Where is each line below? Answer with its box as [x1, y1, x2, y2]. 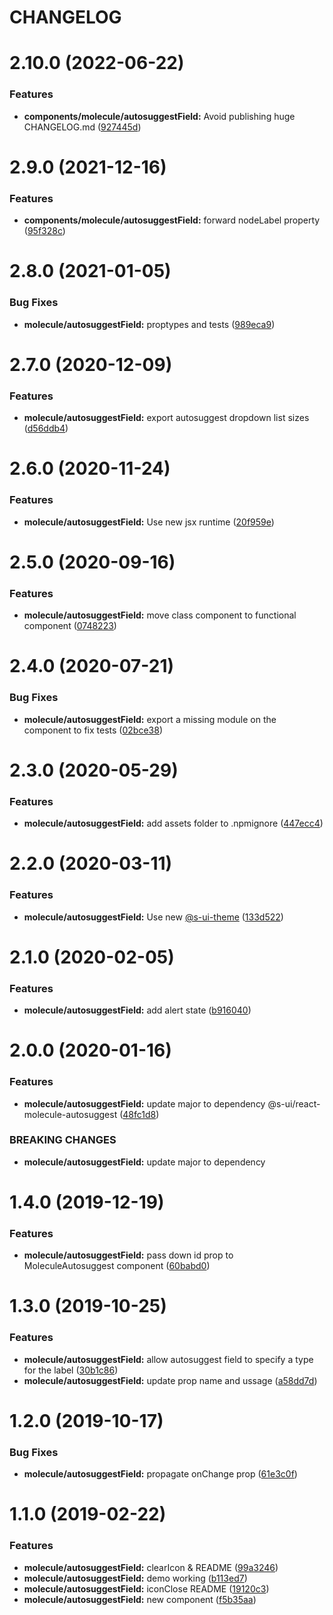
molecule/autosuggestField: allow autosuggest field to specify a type [23, 1353, 314, 1365]
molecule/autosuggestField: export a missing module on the [23, 713, 277, 725]
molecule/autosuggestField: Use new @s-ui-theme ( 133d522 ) [23, 911, 284, 923]
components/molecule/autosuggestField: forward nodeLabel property [23, 214, 321, 226]
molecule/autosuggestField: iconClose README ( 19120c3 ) [23, 1582, 270, 1595]
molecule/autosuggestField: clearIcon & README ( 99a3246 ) [23, 1561, 279, 1573]
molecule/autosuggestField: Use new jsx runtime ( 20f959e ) [23, 516, 275, 528]
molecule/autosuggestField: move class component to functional [23, 609, 297, 621]
